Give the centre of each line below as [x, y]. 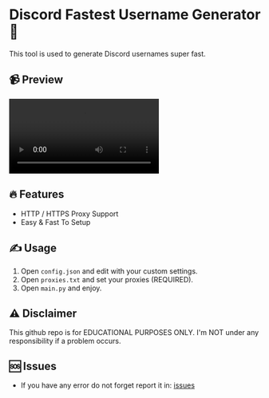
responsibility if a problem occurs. [65, 341]
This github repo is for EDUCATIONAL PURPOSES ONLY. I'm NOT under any [134, 333]
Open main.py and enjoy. [61, 288]
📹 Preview [36, 80]
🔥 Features [37, 194]
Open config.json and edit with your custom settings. [109, 271]
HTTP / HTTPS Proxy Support [69, 214]
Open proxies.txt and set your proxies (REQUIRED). [107, 280]
